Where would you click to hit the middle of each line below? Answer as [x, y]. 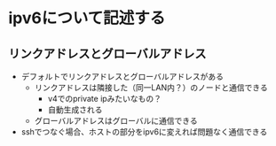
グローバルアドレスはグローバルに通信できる [116, 121]
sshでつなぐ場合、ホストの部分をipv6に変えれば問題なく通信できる [144, 132]
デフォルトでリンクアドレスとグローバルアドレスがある [122, 77]
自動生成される [75, 110]
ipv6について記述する [87, 18]
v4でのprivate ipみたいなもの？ [104, 99]
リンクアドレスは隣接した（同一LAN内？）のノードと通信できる [151, 88]
